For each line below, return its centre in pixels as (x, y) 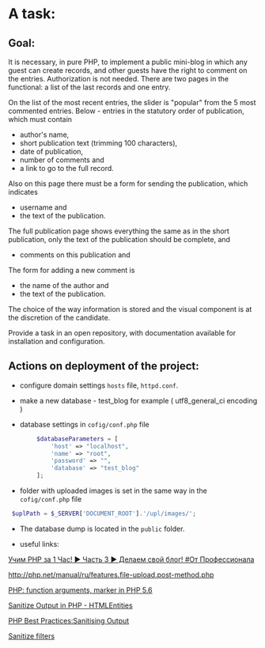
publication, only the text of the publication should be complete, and (119, 239)
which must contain (40, 119)
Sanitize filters (32, 636)
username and (43, 207)
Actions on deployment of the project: (104, 366)
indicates (23, 192)
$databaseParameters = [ (78, 439)
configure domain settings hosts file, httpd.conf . (99, 385)
